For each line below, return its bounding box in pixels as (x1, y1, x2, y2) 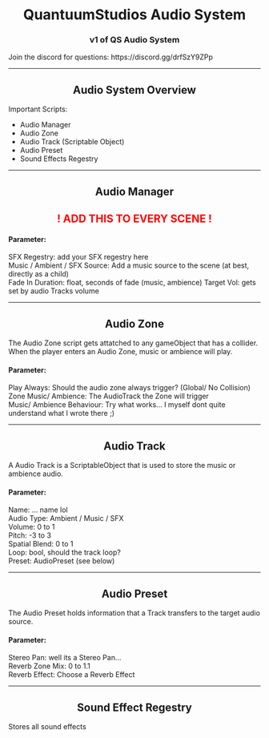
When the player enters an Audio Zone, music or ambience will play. (8, 347, 233, 357)
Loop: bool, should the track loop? (8, 547, 122, 558)
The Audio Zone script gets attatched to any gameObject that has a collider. (8, 338, 259, 348)
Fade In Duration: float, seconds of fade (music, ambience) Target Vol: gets (8, 278, 256, 288)
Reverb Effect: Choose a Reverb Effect (8, 670, 135, 680)
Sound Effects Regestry (19, 154, 98, 163)
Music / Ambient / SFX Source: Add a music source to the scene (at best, (8, 260, 250, 270)
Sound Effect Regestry (77, 700, 192, 714)
